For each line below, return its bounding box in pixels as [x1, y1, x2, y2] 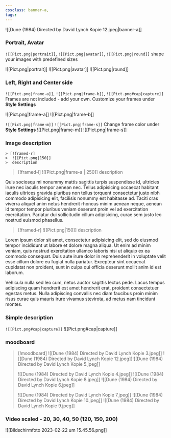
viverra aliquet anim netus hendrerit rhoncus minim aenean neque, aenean [5, 201, 162, 207]
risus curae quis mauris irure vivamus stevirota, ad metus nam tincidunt [5, 296, 156, 302]
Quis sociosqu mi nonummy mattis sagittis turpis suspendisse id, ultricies [5, 179, 160, 185]
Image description [5, 139, 52, 147]
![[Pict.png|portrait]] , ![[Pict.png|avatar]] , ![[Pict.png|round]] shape [5, 51, 164, 57]
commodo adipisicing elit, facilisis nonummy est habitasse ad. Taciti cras [5, 195, 158, 201]
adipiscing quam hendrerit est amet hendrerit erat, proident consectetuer [5, 285, 159, 291]
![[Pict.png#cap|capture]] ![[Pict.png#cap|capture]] [5, 326, 117, 332]
